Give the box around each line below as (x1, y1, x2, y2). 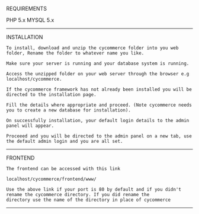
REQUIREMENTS (6, 5, 47, 12)
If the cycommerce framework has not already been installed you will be (6, 87, 192, 92)
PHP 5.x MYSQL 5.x (6, 17, 54, 23)
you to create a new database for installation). (6, 107, 131, 113)
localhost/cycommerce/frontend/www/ (6, 176, 97, 182)
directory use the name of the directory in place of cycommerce (6, 197, 171, 203)
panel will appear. (6, 123, 54, 129)
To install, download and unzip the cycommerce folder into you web (6, 45, 179, 51)
